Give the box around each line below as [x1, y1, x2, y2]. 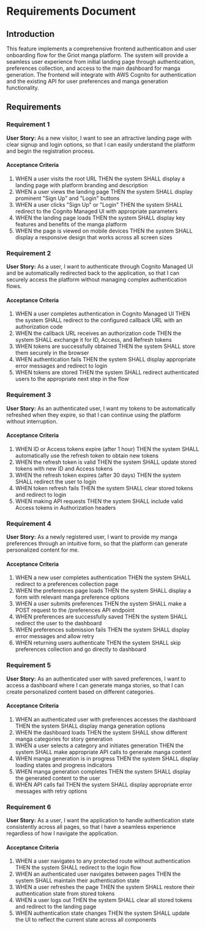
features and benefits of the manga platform [15, 220, 127, 228]
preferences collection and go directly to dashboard [15, 646, 147, 653]
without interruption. [6, 417, 58, 425]
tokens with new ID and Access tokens [15, 464, 113, 472]
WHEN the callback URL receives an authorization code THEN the [15, 330, 182, 337]
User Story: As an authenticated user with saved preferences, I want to [6, 675, 187, 682]
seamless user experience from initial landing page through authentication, [6, 58, 195, 65]
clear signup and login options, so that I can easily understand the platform [6, 141, 196, 148]
